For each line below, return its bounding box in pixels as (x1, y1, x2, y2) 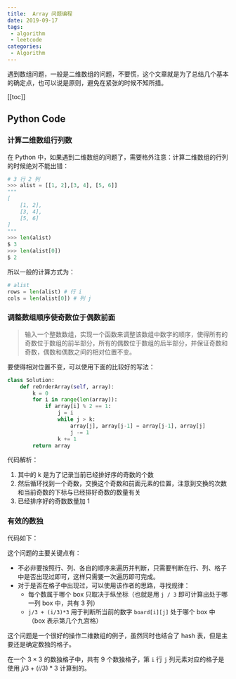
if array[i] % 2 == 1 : (44, 402, 112, 410)
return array (32, 442, 71, 449)
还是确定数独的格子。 (13, 640, 75, 648)
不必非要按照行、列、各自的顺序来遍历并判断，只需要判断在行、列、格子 (17, 564, 227, 572)
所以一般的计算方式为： (7, 267, 75, 276)
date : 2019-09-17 (7, 17, 58, 24)
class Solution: (7, 376, 55, 383)
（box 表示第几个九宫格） (27, 616, 103, 625)
